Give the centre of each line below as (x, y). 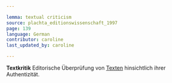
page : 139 (19, 28)
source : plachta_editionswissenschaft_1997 (62, 23)
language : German (28, 34)
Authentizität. (23, 74)
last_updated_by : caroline (40, 45)
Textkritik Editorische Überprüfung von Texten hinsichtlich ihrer (86, 68)
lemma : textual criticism (39, 17)
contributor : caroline (35, 40)
